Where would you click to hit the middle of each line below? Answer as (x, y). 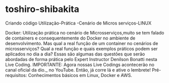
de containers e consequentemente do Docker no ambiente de (70, 38)
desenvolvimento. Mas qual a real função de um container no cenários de (82, 43)
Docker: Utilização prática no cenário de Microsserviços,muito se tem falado (85, 32)
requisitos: (16, 75)
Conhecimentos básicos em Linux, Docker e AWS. (80, 75)
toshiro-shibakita (42, 9)
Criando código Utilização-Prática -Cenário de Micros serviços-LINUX (78, 23)
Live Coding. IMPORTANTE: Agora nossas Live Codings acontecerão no (80, 64)
